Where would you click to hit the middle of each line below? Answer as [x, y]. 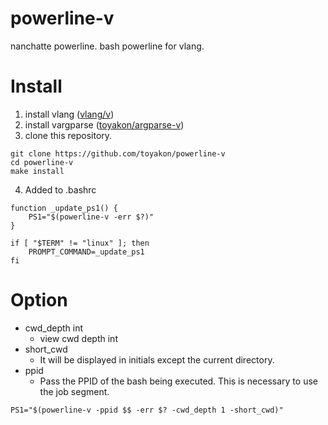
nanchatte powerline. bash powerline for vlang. [107, 46]
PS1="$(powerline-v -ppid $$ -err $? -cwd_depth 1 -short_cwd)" [147, 410]
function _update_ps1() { [64, 208]
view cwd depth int [78, 338]
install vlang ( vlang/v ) [69, 114]
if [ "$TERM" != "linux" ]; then [80, 243]
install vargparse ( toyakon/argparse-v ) [104, 124]
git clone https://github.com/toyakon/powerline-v [118, 153]
